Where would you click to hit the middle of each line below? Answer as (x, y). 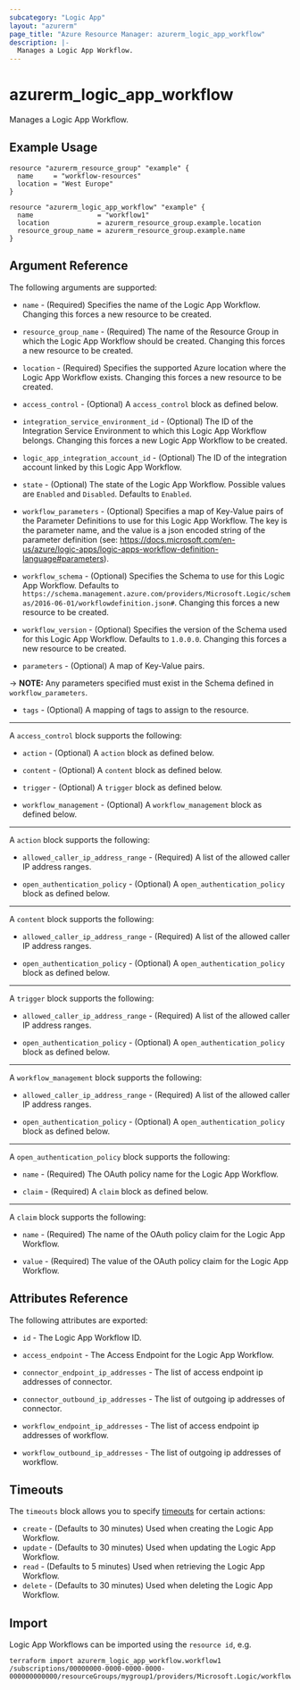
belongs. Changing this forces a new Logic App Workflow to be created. (155, 440)
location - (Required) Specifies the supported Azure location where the (154, 368)
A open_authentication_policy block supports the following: (120, 1156)
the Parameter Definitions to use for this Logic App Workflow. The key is (154, 520)
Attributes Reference (69, 1299)
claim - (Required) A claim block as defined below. (115, 1191)
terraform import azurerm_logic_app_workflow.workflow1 (115, 1661)
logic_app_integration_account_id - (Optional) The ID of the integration (154, 457)
